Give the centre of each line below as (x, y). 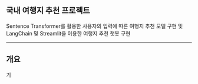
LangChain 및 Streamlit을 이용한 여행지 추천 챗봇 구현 (68, 33)
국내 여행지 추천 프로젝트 (48, 11)
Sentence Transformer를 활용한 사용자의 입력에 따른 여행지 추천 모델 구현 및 (95, 26)
